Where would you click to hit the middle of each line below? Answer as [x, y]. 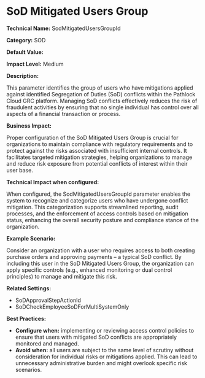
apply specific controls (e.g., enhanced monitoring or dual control [89, 270]
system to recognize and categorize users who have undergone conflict [97, 200]
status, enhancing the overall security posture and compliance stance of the [103, 220]
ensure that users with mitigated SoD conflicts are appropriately [96, 337]
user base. [20, 170]
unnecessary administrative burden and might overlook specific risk [101, 363]
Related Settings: [29, 288]
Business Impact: [29, 125]
